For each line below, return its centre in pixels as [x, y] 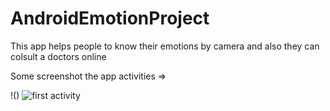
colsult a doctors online [58, 56]
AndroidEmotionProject [110, 18]
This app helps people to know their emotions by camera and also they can [165, 46]
